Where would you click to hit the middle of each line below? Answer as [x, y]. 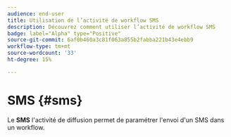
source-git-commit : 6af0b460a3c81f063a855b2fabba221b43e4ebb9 [100, 40]
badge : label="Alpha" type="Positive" [64, 33]
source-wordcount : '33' [42, 53]
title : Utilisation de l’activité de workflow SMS [83, 20]
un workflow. [26, 127]
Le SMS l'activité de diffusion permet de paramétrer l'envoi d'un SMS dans [116, 119]
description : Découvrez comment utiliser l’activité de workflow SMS [112, 27]
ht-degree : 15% [30, 60]
